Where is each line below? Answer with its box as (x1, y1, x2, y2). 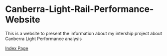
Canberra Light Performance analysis (5, 36, 82, 42)
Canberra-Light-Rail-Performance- (5, 3, 154, 15)
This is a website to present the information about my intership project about (5, 30, 163, 36)
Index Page (5, 45, 28, 51)
